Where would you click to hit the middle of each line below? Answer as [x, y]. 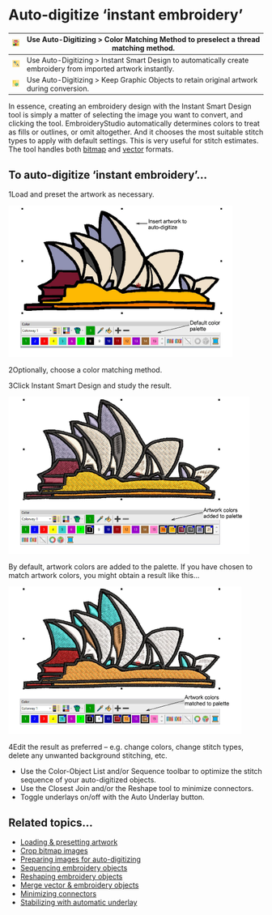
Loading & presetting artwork [69, 842]
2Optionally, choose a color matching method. [85, 370]
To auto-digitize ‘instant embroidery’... [108, 174]
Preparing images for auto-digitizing [81, 859]
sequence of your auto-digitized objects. [88, 780]
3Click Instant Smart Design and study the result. [90, 385]
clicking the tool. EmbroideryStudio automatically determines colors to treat [134, 124]
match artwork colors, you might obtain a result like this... [104, 576]
